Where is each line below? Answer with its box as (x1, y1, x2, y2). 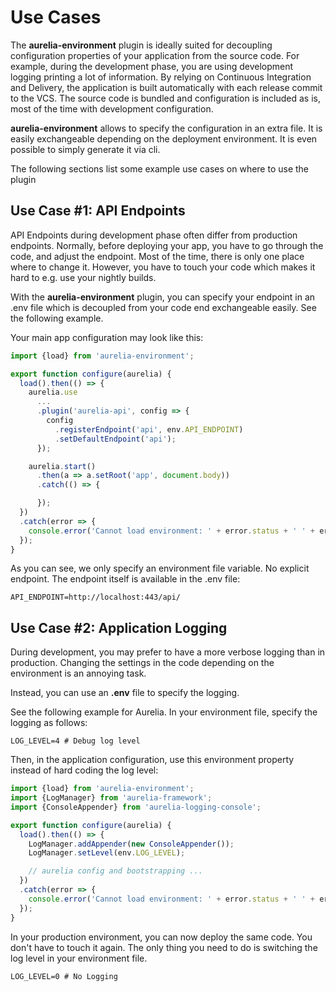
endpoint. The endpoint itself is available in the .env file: (10, 573, 241, 585)
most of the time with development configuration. (10, 102, 214, 115)
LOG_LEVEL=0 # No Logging (10, 971, 118, 981)
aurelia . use (28, 387, 78, 398)
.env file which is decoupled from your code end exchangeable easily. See (10, 301, 317, 313)
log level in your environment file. (10, 952, 148, 964)
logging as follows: (10, 717, 88, 729)
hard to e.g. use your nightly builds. (10, 271, 157, 283)
